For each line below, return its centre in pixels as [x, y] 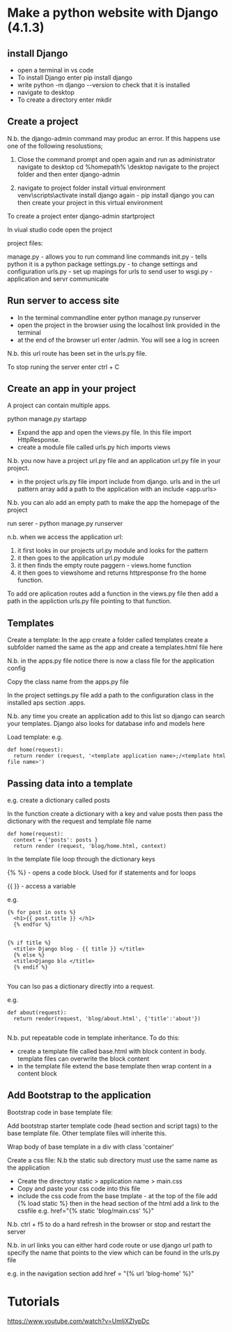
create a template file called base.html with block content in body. [112, 1052]
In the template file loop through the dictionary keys [81, 859]
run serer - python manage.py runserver [65, 524]
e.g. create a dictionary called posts [59, 801]
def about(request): [37, 1013]
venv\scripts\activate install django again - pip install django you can [116, 195]
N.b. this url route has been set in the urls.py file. [77, 353]
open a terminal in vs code [55, 70]
